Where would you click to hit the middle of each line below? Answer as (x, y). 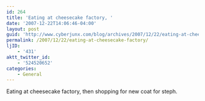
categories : (21, 68)
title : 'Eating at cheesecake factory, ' (60, 18)
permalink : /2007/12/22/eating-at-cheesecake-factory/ (77, 40)
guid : (13, 35)
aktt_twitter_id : (28, 57)
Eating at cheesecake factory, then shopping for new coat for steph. (92, 91)
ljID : (13, 46)
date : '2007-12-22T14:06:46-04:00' (52, 23)
